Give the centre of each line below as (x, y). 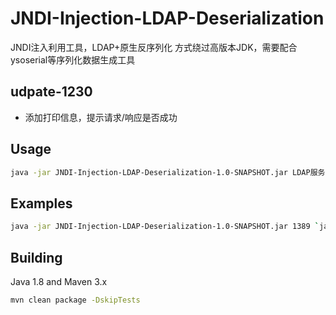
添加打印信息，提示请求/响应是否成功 (101, 117)
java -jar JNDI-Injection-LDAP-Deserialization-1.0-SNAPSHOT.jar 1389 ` (165, 227)
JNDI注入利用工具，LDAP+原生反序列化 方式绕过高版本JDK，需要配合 (154, 47)
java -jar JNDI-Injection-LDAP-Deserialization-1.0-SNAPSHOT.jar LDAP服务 (168, 172)
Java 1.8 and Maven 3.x (59, 281)
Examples (41, 203)
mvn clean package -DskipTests (75, 300)
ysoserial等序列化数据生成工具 (73, 59)
